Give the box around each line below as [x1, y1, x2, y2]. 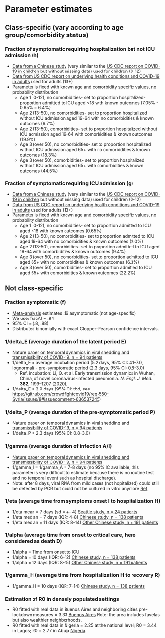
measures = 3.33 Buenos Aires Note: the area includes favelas [33, 611, 160, 617]
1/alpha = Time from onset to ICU [12, 549, 80, 555]
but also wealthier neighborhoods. [12, 617, 82, 623]
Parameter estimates [5, 3, 93, 15]
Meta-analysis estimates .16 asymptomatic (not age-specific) [12, 310, 136, 316]
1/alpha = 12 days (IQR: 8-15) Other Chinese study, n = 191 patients [12, 560, 148, 566]
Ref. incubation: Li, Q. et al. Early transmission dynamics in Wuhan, [19, 370, 155, 376]
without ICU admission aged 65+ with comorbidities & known [19, 162, 144, 168]
